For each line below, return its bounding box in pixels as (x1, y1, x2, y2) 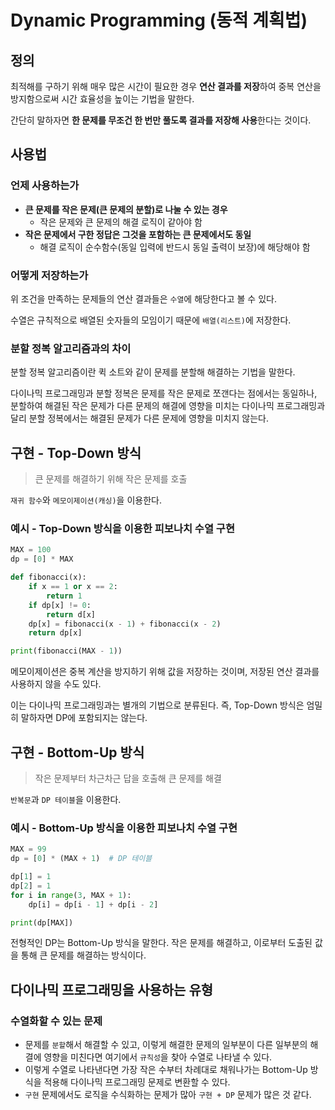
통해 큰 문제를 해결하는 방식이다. (20, 949, 147, 961)
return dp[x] (28, 628, 83, 638)
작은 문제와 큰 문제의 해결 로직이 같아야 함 (39, 216, 203, 228)
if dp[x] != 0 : (28, 600, 92, 610)
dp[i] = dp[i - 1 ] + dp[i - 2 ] (28, 899, 159, 910)
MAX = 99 (10, 844, 47, 855)
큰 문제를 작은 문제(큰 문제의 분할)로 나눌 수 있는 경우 (24, 203, 228, 215)
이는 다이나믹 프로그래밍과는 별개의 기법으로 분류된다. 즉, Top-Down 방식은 (10, 699, 305, 711)
